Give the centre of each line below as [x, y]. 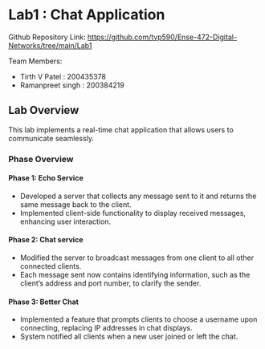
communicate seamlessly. [51, 138]
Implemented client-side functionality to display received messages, [133, 213]
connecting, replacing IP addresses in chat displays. [106, 328]
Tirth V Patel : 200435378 [63, 76]
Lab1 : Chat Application [87, 15]
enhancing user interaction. [65, 221]
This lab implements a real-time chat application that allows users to [121, 129]
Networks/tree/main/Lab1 [50, 45]
